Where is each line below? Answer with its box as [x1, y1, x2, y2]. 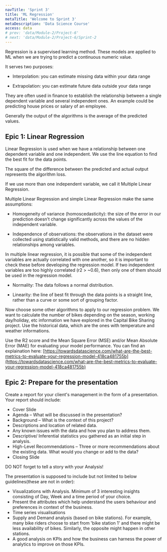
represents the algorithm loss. [5, 171, 67, 177]
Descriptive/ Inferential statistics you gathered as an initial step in [12, 433, 146, 439]
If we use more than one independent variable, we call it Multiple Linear [5, 181, 152, 187]
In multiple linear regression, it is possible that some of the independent [5, 251, 152, 257]
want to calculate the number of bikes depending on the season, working [5, 312, 155, 318]
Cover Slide [12, 406, 36, 412]
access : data [5, 26, 32, 31]
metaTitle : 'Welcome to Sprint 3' [5, 16, 77, 21]
